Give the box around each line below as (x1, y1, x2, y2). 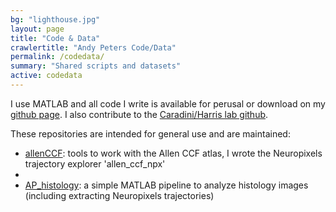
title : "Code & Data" (10, 33, 101, 43)
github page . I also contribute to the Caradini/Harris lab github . (10, 108, 269, 120)
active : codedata (10, 71, 83, 81)
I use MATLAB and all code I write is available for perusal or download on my (10, 97, 326, 110)
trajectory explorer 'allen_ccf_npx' (24, 157, 166, 170)
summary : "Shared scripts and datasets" (10, 61, 182, 71)
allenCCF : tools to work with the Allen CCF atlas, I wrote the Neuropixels (24, 147, 323, 159)
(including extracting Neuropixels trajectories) (24, 189, 215, 201)
